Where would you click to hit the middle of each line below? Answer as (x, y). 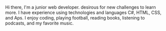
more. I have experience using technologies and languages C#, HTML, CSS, (83, 12)
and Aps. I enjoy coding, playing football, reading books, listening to (75, 18)
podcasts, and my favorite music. (39, 23)
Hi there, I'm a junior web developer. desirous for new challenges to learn (80, 7)
